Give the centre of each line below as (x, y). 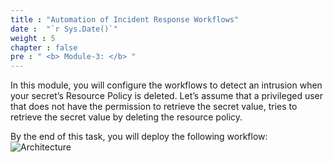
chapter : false (44, 47)
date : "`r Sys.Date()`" (64, 29)
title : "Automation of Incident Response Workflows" (125, 19)
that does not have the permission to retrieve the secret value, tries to (154, 107)
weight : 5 (33, 38)
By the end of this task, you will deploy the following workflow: (139, 137)
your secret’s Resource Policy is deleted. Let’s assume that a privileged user (167, 96)
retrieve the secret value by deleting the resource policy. (126, 117)
